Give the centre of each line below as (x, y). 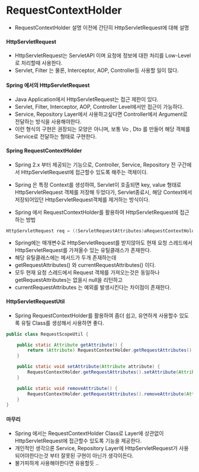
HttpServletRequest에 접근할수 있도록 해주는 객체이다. (84, 172)
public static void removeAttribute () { (67, 388)
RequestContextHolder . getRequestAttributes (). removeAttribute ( (107, 394)
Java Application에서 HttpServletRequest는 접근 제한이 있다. (86, 99)
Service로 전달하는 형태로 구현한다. (56, 137)
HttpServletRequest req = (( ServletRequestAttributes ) (75, 231)
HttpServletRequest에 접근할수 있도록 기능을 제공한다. (78, 441)
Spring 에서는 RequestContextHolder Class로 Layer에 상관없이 (89, 433)
